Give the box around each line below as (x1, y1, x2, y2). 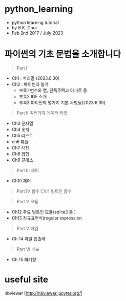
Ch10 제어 (11, 177, 31, 184)
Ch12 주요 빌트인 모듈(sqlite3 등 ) (11, 209, 76, 215)
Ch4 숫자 (11, 126, 30, 132)
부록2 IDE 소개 (19, 93, 47, 99)
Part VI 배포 (16, 246, 40, 252)
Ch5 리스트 (11, 132, 34, 138)
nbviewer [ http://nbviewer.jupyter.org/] (4, 290, 83, 296)
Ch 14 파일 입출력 (11, 236, 46, 241)
